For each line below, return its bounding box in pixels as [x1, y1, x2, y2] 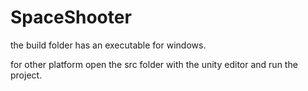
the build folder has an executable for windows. [10, 39, 207, 51]
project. [10, 69, 43, 81]
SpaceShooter [10, 6, 132, 29]
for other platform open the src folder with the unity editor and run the [10, 58, 298, 70]
